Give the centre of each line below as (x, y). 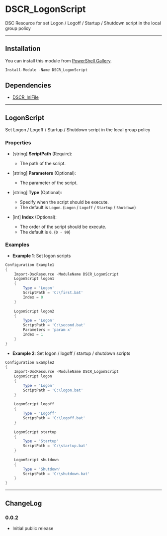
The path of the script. (43, 163)
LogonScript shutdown (36, 460)
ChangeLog (24, 503)
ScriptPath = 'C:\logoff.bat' (54, 418)
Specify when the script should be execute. (64, 202)
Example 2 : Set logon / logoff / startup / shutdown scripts (71, 353)
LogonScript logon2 (34, 311)
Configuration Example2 (30, 362)
